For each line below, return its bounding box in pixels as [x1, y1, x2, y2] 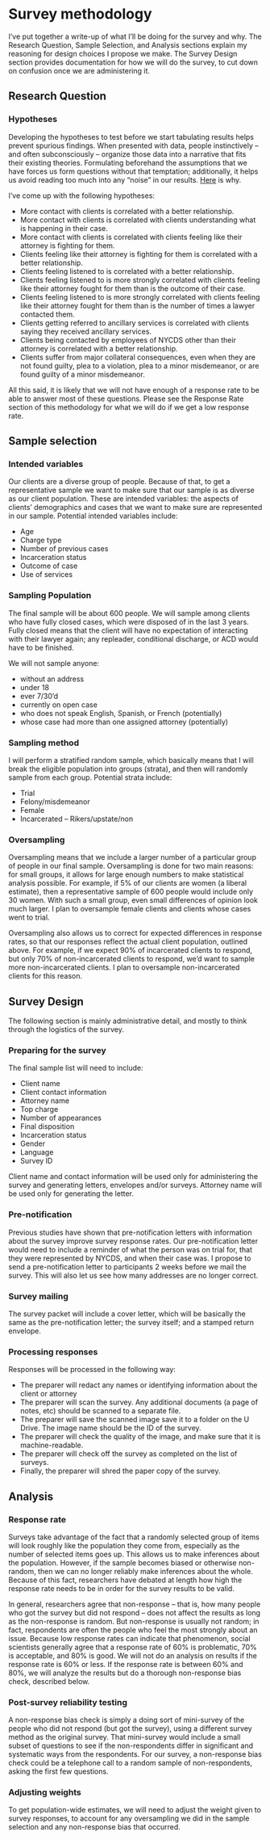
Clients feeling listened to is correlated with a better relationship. [19, 266, 235, 276]
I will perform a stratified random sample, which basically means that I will [8, 755, 254, 764]
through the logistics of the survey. [8, 1025, 125, 1034]
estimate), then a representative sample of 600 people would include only [8, 886, 254, 897]
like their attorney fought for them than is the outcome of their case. [19, 284, 246, 293]
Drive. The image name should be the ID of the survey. [19, 1423, 201, 1433]
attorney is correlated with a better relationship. [19, 343, 179, 353]
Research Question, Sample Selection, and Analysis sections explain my [8, 40, 247, 49]
